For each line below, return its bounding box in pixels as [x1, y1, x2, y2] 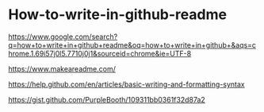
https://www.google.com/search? [8, 32, 118, 41]
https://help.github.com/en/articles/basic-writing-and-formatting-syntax [8, 79, 245, 89]
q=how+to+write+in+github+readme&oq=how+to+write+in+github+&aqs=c [8, 40, 256, 49]
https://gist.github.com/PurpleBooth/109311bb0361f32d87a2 [8, 95, 206, 104]
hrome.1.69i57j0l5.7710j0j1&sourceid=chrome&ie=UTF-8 [8, 48, 192, 58]
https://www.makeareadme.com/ [8, 64, 117, 73]
